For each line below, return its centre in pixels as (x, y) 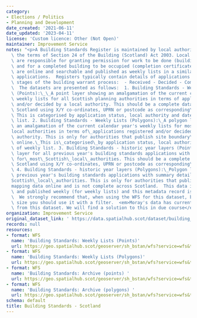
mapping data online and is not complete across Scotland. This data (99, 186)
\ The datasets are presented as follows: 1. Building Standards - (98, 88)
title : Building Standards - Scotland (53, 306)
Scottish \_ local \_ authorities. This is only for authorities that (94, 181)
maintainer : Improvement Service (47, 45)
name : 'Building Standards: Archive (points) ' (71, 273)
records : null (23, 224)
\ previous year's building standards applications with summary (93, 175)
